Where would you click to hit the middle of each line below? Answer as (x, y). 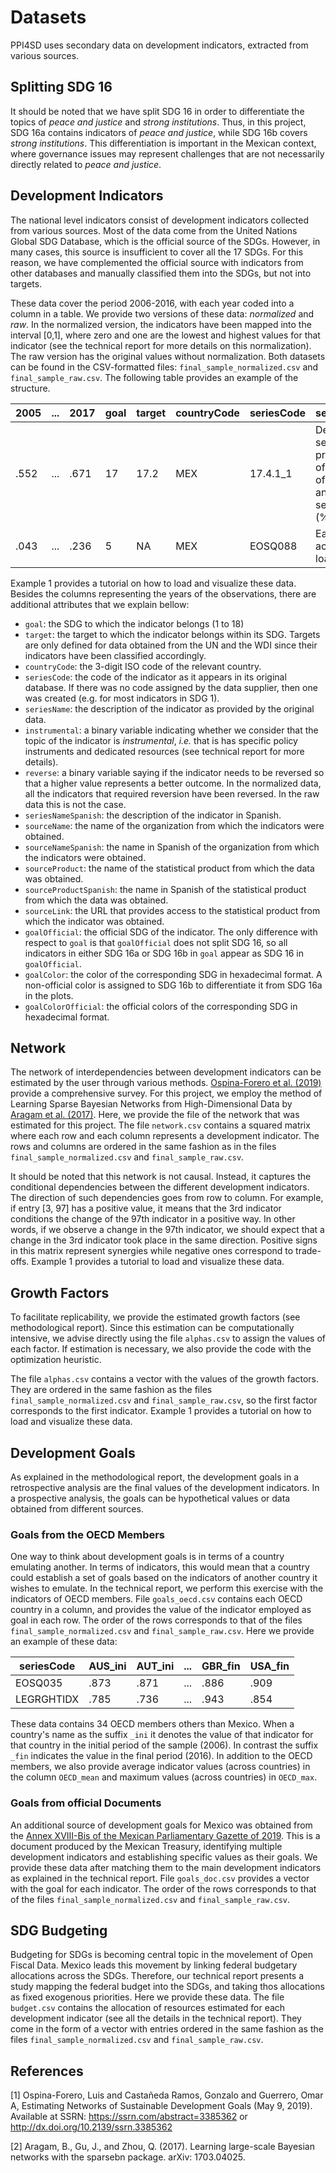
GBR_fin (221, 1666)
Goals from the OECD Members (88, 1534)
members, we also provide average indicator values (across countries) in (160, 1767)
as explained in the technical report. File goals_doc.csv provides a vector (160, 1878)
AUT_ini (155, 1666)
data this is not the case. (75, 804)
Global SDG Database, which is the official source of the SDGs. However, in (165, 241)
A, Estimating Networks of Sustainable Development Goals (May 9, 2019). (161, 2106)
